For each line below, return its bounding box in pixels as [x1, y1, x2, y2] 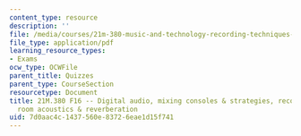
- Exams [9, 55, 39, 64]
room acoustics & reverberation [17, 105, 139, 114]
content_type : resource [9, 13, 99, 22]
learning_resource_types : [9, 47, 106, 55]
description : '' [9, 21, 70, 30]
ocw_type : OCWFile [9, 64, 78, 72]
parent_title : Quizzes [9, 72, 94, 81]
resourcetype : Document [9, 88, 99, 97]
